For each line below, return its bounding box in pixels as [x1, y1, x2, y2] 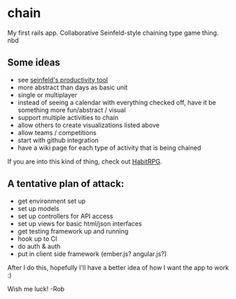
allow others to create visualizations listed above [17, 121, 160, 129]
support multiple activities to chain [17, 113, 119, 121]
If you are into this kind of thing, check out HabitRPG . [7, 157, 163, 165]
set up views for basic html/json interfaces [17, 219, 142, 228]
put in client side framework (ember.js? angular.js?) [17, 249, 167, 258]
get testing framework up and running [17, 227, 129, 235]
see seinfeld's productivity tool [17, 75, 108, 84]
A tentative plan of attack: [7, 178, 125, 190]
